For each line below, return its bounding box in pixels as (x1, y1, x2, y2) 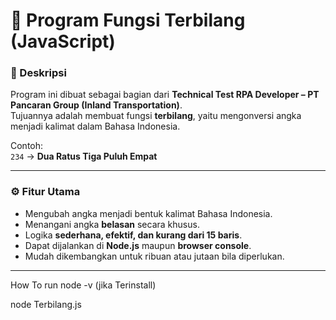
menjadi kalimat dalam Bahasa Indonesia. (10, 120, 181, 133)
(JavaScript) (10, 30, 116, 53)
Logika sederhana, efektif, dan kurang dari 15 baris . (24, 229, 243, 241)
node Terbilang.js (10, 298, 82, 310)
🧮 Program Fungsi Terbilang (10, 9, 246, 32)
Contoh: (10, 140, 44, 152)
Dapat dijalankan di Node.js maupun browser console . (24, 239, 252, 251)
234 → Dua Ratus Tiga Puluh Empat (10, 150, 158, 163)
